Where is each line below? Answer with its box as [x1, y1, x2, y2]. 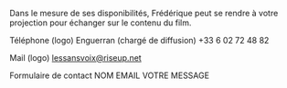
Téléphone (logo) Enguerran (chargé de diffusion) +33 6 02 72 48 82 [9, 35, 270, 45]
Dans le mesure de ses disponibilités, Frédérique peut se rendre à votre [9, 8, 279, 18]
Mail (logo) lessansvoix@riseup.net [9, 53, 142, 63]
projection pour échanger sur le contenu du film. [9, 17, 192, 28]
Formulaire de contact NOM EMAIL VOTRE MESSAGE [9, 70, 210, 81]
